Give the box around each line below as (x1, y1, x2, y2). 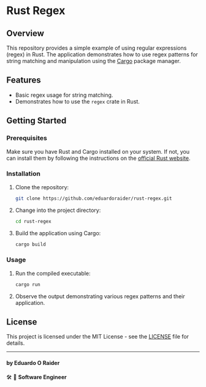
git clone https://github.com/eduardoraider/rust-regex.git (15, 195, 172, 201)
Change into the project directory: (15, 206, 101, 214)
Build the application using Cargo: (15, 229, 101, 236)
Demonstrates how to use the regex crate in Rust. (15, 97, 140, 105)
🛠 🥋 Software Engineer (6, 373, 67, 380)
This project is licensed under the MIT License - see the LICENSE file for (6, 333, 189, 340)
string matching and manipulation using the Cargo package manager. (6, 58, 181, 64)
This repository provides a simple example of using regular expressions (6, 44, 187, 51)
